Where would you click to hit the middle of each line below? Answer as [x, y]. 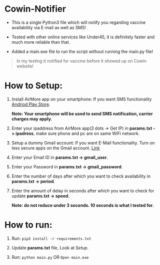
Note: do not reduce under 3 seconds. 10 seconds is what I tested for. [83, 205]
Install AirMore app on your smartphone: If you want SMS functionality [81, 99]
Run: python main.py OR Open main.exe [50, 257]
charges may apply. [32, 119]
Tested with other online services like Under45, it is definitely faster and [83, 37]
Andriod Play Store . [31, 104]
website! [25, 66]
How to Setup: [34, 86]
